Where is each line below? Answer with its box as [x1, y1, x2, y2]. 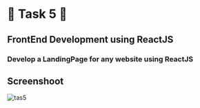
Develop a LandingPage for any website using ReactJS [7, 54, 194, 64]
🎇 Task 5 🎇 [7, 6, 68, 22]
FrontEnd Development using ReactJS [7, 34, 174, 45]
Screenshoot [7, 75, 64, 87]
